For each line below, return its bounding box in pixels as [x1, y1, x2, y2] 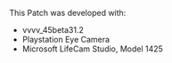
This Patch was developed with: [9, 8, 127, 18]
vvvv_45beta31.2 [21, 25, 85, 35]
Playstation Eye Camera [21, 35, 110, 44]
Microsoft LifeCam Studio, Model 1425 [21, 43, 163, 54]
